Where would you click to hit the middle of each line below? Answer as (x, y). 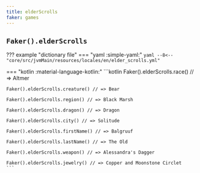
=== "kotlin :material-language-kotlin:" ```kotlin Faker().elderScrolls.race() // (100, 72)
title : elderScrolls (32, 12)
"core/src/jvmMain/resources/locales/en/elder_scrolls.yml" (83, 61)
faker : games (23, 17)
